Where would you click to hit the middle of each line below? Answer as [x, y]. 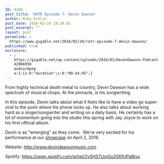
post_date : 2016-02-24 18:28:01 [38, 23]
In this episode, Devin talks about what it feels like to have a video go [74, 102]
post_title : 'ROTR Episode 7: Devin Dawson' [51, 14]
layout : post [18, 32]
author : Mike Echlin [26, 19]
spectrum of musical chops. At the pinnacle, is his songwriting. [68, 92]
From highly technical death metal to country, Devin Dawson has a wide [77, 87]
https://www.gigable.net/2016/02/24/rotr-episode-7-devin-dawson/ [78, 42]
